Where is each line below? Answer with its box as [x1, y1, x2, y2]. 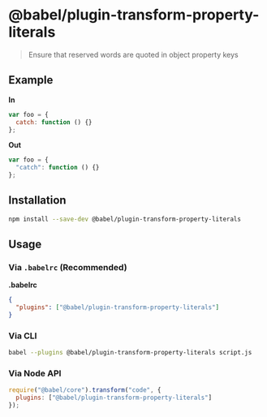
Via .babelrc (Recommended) [8, 262, 127, 273]
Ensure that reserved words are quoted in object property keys [28, 49, 239, 59]
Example [8, 73, 54, 87]
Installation [8, 193, 67, 208]
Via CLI [8, 330, 37, 342]
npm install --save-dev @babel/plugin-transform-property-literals [8, 215, 242, 223]
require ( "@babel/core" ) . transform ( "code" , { [8, 386, 161, 394]
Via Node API [8, 368, 62, 379]
